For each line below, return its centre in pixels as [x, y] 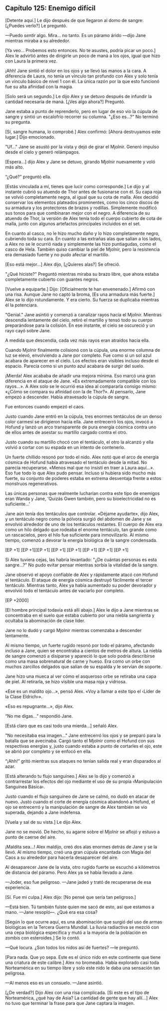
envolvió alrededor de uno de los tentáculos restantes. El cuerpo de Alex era [84, 524]
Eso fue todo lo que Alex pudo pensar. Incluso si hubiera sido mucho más [81, 473]
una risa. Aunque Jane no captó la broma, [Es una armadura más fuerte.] [80, 294]
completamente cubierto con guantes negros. [52, 279]
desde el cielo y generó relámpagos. [43, 152]
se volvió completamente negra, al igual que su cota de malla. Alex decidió [82, 197]
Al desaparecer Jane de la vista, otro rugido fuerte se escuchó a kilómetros [83, 867]
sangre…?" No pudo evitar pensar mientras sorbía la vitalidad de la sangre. [82, 565]
